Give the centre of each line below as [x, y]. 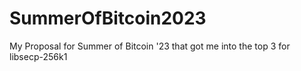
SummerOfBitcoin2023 [108, 18]
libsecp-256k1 [38, 56]
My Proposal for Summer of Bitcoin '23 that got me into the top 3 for [150, 46]
